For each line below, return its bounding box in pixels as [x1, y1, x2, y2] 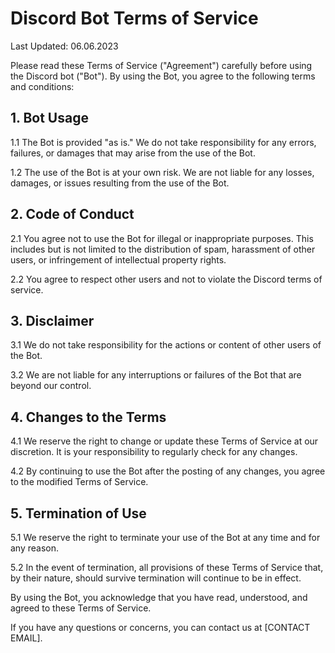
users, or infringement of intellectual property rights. [10, 253, 227, 266]
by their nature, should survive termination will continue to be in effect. [10, 572, 302, 584]
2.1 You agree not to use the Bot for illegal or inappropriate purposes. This [10, 232, 314, 244]
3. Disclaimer [10, 312, 95, 329]
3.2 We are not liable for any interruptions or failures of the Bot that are [10, 369, 302, 381]
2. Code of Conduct [10, 206, 135, 223]
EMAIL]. [10, 632, 43, 644]
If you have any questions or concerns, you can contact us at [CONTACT [10, 622, 311, 633]
